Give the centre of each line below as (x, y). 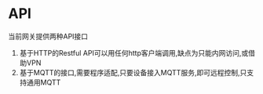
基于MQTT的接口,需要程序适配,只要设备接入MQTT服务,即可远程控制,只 (133, 72)
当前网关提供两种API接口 (48, 36)
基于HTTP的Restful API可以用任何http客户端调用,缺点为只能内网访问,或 (134, 52)
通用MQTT (44, 82)
